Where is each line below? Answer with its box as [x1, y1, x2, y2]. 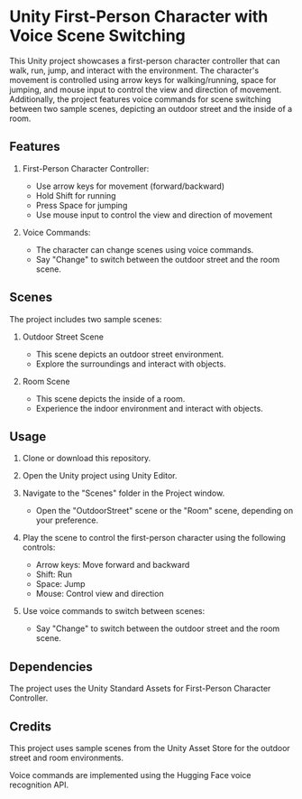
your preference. [35, 515, 99, 525]
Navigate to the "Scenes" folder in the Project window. [22, 488, 225, 498]
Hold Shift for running [35, 190, 116, 200]
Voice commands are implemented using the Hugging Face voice [9, 770, 252, 780]
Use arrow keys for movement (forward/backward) [35, 181, 225, 191]
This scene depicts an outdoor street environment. [35, 348, 224, 359]
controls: [22, 542, 56, 553]
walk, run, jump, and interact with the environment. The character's [9, 65, 260, 76]
